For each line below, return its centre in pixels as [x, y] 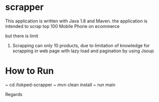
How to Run [29, 71]
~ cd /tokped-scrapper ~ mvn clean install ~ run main [60, 85]
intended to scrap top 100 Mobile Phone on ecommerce [62, 26]
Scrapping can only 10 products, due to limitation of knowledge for [81, 45]
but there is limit [22, 36]
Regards [14, 94]
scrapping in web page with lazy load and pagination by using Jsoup [83, 51]
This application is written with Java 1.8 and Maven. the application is [76, 21]
